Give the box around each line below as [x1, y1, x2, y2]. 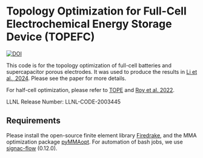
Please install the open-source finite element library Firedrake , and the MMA [6, 131, 197, 139]
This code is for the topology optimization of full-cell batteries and [6, 62, 171, 69]
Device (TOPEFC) [6, 30, 95, 44]
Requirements [6, 116, 61, 126]
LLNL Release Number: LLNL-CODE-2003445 [6, 98, 121, 105]
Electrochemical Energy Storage [6, 17, 172, 31]
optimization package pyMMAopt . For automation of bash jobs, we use [6, 138, 183, 145]
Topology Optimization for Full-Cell [6, 4, 187, 18]
